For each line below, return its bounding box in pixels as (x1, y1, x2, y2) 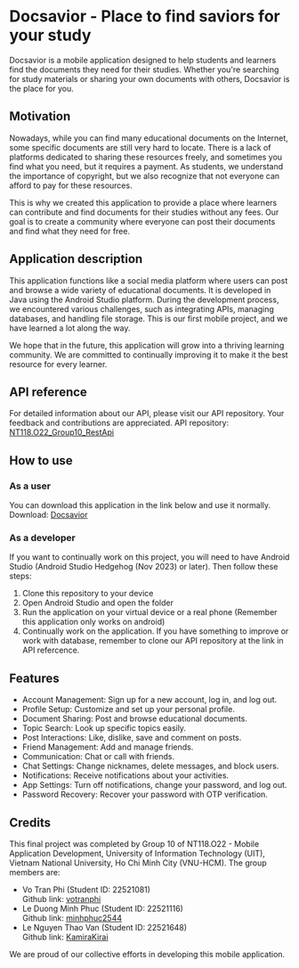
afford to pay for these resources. (9, 180, 133, 191)
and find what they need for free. (9, 226, 131, 236)
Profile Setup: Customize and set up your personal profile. (21, 704, 236, 715)
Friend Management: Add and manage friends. (21, 742, 194, 752)
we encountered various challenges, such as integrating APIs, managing (9, 303, 274, 314)
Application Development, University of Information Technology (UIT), (9, 848, 265, 858)
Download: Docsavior (9, 510, 88, 521)
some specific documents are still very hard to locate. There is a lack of (9, 142, 271, 152)
